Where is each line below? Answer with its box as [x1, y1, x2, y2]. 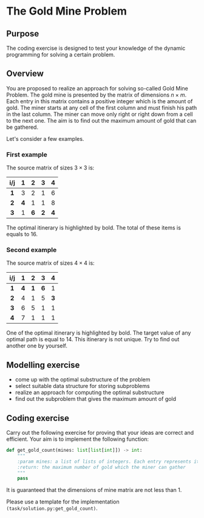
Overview [6, 69, 44, 79]
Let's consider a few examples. [6, 135, 84, 142]
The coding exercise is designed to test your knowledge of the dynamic [6, 44, 186, 52]
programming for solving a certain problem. [6, 51, 115, 58]
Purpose [6, 29, 39, 39]
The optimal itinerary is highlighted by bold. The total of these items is [6, 224, 181, 231]
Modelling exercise [6, 360, 80, 370]
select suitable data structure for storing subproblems [15, 383, 150, 390]
